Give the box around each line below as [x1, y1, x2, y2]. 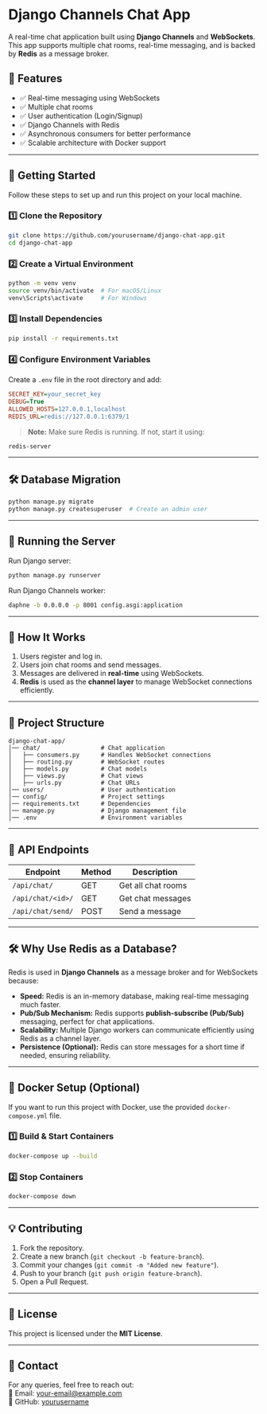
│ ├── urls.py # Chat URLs [8, 779, 141, 787]
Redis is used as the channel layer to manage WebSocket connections [19, 677, 253, 686]
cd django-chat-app [8, 239, 73, 247]
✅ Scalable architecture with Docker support [19, 138, 167, 147]
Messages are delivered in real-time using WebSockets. [19, 669, 204, 678]
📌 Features [8, 72, 63, 85]
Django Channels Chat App [8, 6, 191, 24]
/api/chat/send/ [12, 906, 74, 916]
